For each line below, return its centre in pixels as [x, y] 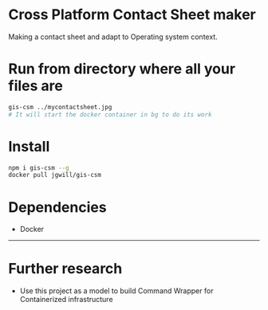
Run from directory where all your [122, 69]
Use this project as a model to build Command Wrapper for [116, 291]
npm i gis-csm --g [39, 168]
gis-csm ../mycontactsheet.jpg [60, 107]
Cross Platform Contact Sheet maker [132, 15]
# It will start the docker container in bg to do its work [110, 114]
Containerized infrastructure [66, 300]
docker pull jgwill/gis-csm [55, 175]
